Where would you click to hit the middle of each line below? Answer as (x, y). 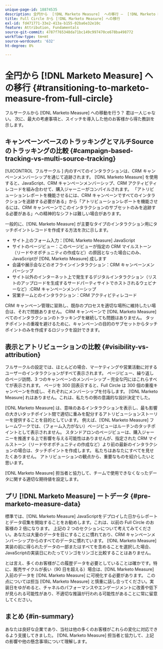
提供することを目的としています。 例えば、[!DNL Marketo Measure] (81, 420)
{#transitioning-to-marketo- (91, 88)
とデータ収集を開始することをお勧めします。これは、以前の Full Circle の (78, 522)
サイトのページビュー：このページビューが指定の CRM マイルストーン (82, 247)
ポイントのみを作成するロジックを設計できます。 (54, 330)
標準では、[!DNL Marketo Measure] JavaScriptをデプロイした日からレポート (81, 516)
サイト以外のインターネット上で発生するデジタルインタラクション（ (80, 277)
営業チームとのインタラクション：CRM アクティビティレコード (74, 295)
